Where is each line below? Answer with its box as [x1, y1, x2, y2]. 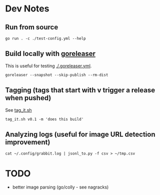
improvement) [5, 138, 50, 147]
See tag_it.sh [5, 107, 32, 113]
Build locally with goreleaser [5, 49, 96, 58]
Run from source [5, 23, 58, 31]
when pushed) [5, 94, 51, 102]
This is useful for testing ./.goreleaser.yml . [5, 63, 92, 69]
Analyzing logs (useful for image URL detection [5, 130, 156, 139]
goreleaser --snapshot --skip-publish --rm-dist [5, 72, 108, 77]
